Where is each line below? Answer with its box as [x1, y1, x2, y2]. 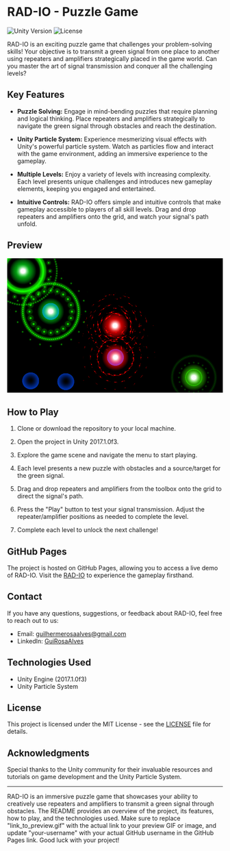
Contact [7, 591, 42, 602]
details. [7, 727, 28, 736]
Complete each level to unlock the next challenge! [16, 526, 159, 534]
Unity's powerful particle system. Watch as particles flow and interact [16, 142, 214, 151]
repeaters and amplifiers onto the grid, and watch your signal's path [16, 212, 209, 220]
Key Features [7, 89, 65, 101]
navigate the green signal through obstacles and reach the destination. [16, 121, 217, 130]
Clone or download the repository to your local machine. [16, 424, 177, 433]
